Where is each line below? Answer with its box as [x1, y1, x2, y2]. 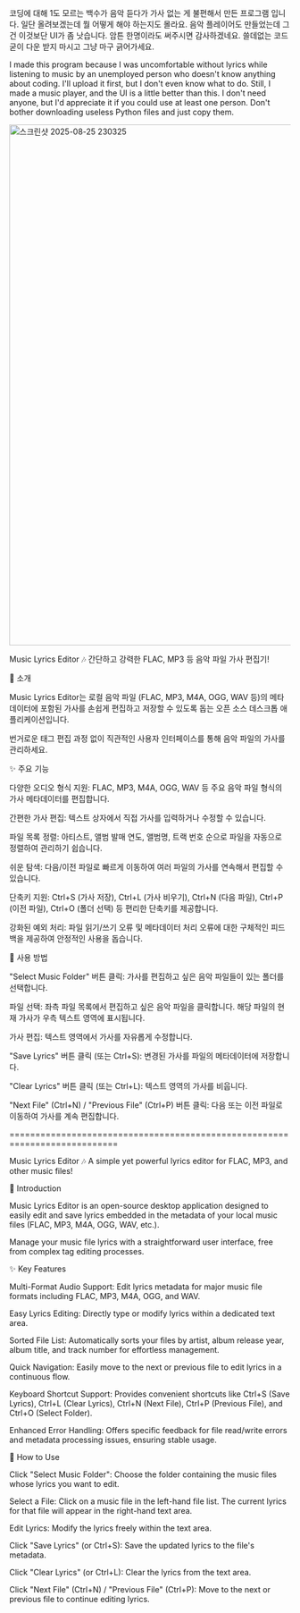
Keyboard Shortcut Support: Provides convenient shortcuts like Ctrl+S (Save [9, 1389, 290, 1399]
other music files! [9, 1166, 73, 1176]
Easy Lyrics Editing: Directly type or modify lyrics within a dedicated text [9, 1308, 275, 1319]
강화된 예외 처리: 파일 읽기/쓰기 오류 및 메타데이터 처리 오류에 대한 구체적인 [9, 922, 270, 933]
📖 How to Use [9, 1452, 60, 1462]
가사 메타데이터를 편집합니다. [9, 794, 110, 804]
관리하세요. [9, 745, 48, 755]
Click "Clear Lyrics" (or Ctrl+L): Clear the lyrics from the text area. [9, 1567, 252, 1577]
